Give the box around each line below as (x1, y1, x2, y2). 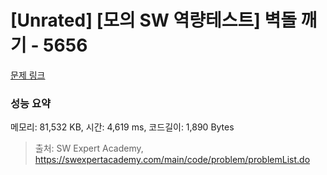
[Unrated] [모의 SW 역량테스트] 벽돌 (10, 9, 297, 32)
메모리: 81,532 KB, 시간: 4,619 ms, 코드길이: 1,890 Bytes (10, 121, 235, 133)
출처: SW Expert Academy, (34, 142, 144, 155)
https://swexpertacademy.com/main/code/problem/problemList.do (34, 154, 311, 166)
